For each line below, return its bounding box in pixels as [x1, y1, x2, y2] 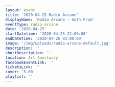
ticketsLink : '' [5, 64, 40, 70]
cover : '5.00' [5, 70, 36, 75]
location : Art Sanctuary [5, 55, 58, 60]
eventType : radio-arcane [5, 21, 58, 27]
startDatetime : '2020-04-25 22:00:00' [5, 31, 88, 36]
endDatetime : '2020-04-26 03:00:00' [5, 36, 83, 41]
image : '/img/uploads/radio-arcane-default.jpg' [5, 41, 111, 46]
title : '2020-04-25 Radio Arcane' [5, 12, 79, 17]
